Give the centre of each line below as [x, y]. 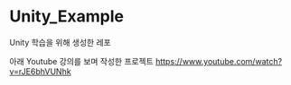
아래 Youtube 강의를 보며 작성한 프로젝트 [81, 61]
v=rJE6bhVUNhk [40, 71]
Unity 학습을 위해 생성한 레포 [60, 42]
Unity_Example [67, 17]
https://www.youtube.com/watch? [219, 61]
